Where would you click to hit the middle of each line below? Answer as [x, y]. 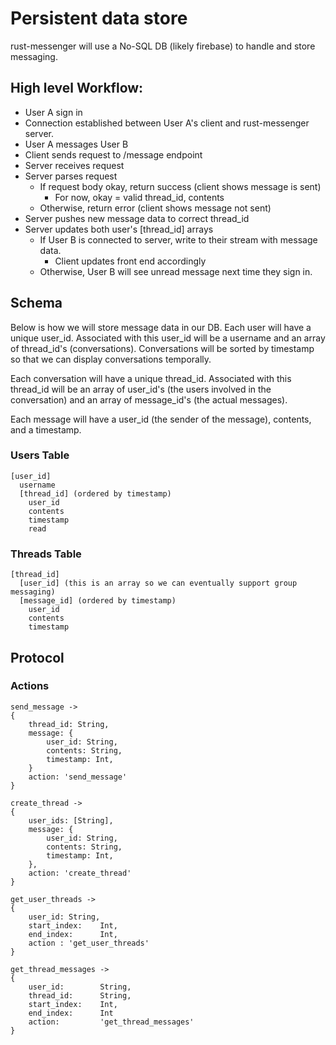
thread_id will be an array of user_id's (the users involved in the [141, 389]
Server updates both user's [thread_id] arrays [119, 229]
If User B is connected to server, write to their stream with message [178, 239]
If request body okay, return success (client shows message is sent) [180, 186]
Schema [36, 303]
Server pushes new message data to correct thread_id [137, 218]
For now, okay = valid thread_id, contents [139, 197]
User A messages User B [76, 144]
